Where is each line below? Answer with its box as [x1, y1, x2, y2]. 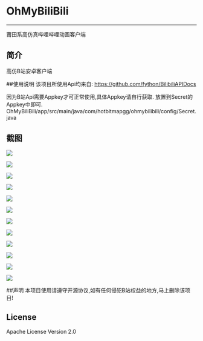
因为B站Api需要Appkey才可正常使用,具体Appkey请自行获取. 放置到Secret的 [6, 93, 193, 101]
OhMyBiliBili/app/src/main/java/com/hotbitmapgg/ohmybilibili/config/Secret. [6, 107, 196, 114]
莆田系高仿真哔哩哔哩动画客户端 [6, 30, 86, 38]
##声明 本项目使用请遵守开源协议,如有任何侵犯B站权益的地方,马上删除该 [6, 286, 185, 294]
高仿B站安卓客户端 [6, 67, 53, 74]
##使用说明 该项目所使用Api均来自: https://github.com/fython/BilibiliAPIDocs [6, 80, 196, 87]
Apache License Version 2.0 [6, 328, 77, 336]
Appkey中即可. [6, 101, 43, 108]
